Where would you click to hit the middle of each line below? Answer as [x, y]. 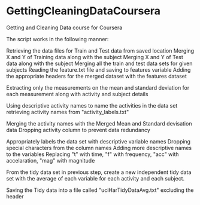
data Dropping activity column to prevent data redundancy [78, 130]
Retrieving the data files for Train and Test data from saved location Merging [100, 51]
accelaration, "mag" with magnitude [51, 160]
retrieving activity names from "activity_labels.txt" [68, 112]
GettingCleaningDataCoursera [83, 11]
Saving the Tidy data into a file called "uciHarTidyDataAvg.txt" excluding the [100, 190]
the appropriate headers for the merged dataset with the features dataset [97, 76]
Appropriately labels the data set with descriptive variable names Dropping [98, 141]
